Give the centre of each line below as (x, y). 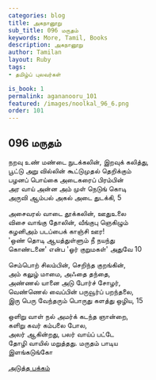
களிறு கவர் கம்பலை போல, (48, 325)
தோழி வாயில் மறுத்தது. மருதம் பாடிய (63, 343)
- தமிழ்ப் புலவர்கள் (35, 74)
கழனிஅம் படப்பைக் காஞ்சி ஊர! (57, 231)
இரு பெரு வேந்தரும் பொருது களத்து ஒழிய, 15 (76, 300)
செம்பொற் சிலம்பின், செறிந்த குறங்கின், (67, 264)
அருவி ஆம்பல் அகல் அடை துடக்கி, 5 (65, 197)
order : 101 (26, 111)
